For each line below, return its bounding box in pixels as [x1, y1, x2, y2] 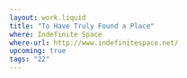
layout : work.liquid [9, 13, 87, 22]
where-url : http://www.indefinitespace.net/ [9, 38, 179, 48]
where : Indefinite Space [9, 30, 102, 39]
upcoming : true [9, 47, 67, 56]
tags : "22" [9, 55, 50, 64]
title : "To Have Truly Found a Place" [9, 22, 155, 30]
